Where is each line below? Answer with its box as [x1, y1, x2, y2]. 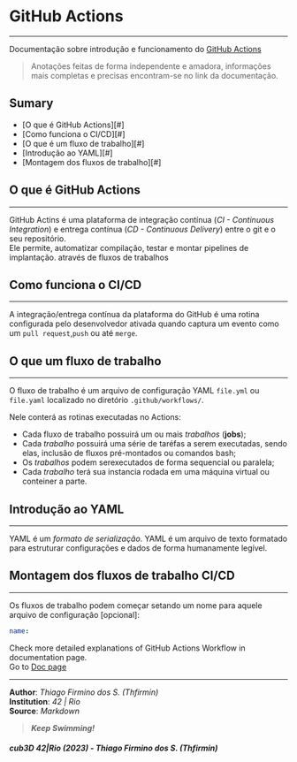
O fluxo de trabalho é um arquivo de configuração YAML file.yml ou [9, 385, 260, 396]
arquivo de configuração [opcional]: [9, 609, 140, 620]
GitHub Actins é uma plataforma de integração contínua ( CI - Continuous [9, 214, 275, 225]
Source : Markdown [9, 705, 80, 716]
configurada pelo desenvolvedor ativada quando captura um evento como [9, 318, 280, 329]
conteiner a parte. [21, 476, 88, 487]
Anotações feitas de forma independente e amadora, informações [30, 60, 271, 72]
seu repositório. [9, 232, 66, 244]
